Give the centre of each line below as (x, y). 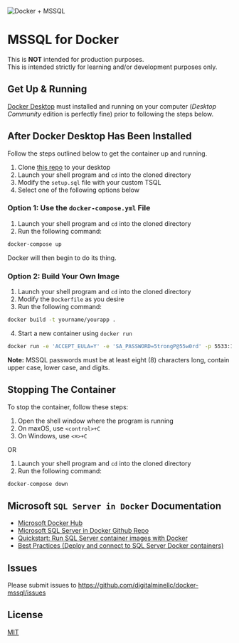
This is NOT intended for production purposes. (76, 59)
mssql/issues (27, 593)
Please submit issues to (42, 585)
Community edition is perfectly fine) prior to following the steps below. (111, 114)
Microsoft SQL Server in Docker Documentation (115, 506)
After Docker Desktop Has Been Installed (100, 136)
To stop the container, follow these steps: (68, 407)
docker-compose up (34, 244)
